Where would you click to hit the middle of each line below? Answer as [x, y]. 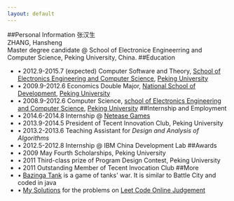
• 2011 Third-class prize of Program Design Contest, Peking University [119, 160]
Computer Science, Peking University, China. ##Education [91, 57]
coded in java [37, 182]
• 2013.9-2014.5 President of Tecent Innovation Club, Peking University [120, 123]
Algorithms [33, 138]
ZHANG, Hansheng [35, 42]
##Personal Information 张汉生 [51, 34]
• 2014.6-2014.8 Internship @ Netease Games [84, 116]
